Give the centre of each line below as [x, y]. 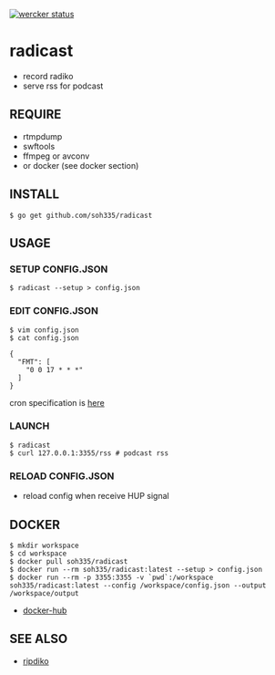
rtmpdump [42, 136]
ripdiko [36, 660]
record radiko [48, 76]
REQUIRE [36, 114]
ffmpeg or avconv [56, 156]
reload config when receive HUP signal [96, 496]
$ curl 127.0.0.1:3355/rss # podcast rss [89, 453]
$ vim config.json [44, 330]
